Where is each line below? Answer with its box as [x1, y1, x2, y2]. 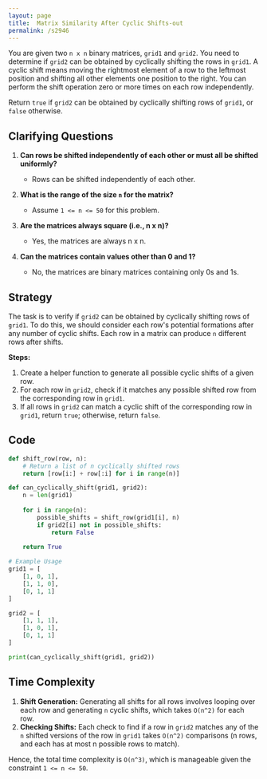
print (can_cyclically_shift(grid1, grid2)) [8, 653, 155, 661]
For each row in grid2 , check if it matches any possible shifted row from [19, 385, 257, 394]
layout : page [8, 11, 52, 20]
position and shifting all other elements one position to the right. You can [8, 73, 247, 84]
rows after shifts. [8, 337, 64, 346]
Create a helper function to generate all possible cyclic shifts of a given [19, 368, 253, 378]
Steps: [8, 353, 30, 362]
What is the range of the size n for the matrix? [19, 190, 174, 200]
